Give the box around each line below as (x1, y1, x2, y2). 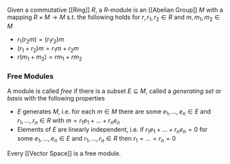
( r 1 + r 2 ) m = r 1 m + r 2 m (16, 44, 79, 54)
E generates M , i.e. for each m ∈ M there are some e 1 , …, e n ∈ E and (16, 107, 211, 118)
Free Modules (7, 72, 54, 81)
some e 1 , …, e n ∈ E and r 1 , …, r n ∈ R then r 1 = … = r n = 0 (16, 134, 176, 144)
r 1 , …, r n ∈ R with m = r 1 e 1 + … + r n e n (16, 116, 120, 126)
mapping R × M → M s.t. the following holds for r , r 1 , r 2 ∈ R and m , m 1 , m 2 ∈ (7, 13, 220, 23)
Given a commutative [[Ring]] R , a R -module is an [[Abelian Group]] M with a (7, 6, 223, 14)
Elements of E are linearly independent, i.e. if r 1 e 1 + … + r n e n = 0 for (16, 126, 208, 135)
